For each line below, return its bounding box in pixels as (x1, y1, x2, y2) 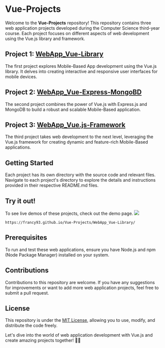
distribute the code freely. (5, 323, 58, 329)
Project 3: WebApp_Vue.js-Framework (5, 120, 126, 129)
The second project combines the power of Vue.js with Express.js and (5, 101, 147, 107)
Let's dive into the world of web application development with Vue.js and (5, 332, 153, 338)
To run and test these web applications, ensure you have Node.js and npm (5, 247, 156, 252)
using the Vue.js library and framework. (5, 36, 85, 42)
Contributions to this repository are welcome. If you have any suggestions (5, 279, 155, 285)
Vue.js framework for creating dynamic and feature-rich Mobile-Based (5, 139, 148, 145)
